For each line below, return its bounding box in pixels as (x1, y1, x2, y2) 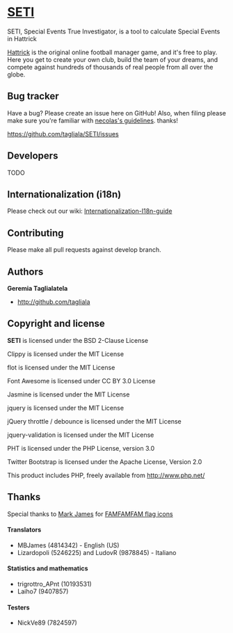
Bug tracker (7, 90, 59, 102)
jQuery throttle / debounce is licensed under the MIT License (7, 417, 182, 425)
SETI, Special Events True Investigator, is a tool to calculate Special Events (7, 27, 220, 35)
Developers (7, 150, 58, 162)
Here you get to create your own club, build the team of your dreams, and (7, 55, 218, 63)
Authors (7, 266, 44, 278)
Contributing (7, 227, 64, 239)
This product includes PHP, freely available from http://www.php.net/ (7, 471, 205, 479)
